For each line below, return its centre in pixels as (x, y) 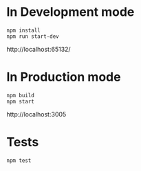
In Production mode (64, 77)
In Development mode (70, 12)
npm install (23, 30)
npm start (21, 101)
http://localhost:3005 (36, 114)
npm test (19, 160)
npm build (21, 95)
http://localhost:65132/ (39, 49)
